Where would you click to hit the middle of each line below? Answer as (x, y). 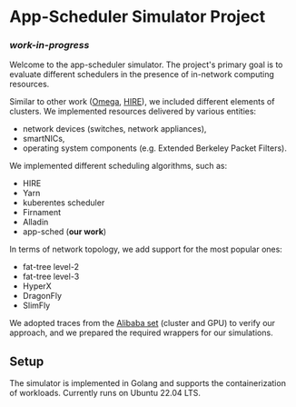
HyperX (37, 286)
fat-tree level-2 (51, 267)
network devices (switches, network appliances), (114, 129)
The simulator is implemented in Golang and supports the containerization (148, 383)
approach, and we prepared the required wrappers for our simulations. (142, 333)
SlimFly (36, 305)
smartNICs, (44, 139)
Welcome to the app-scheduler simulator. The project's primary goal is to (146, 65)
